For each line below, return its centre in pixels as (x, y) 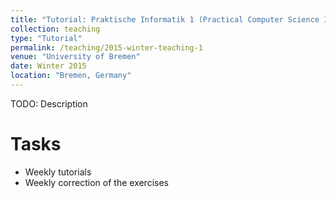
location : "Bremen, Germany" (71, 76)
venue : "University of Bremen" (75, 57)
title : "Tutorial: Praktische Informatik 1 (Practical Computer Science (165, 19)
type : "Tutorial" (46, 38)
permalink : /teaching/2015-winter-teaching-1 (106, 47)
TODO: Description (49, 103)
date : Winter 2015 (48, 66)
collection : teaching (55, 29)
